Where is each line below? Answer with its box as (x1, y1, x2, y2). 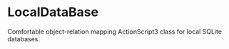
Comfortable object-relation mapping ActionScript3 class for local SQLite (7, 27, 223, 36)
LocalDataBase (7, 4, 98, 20)
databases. (7, 34, 41, 43)
